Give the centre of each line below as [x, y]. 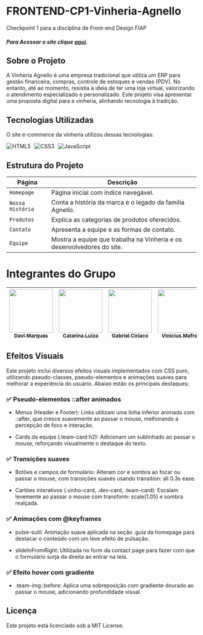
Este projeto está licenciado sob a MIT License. [65, 625]
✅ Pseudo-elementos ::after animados [64, 399]
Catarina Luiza [80, 336]
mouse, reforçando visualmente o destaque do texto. [81, 443]
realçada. [27, 503]
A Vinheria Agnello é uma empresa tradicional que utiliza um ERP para [93, 75]
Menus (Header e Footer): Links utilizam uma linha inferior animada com [105, 412]
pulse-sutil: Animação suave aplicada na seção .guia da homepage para [105, 532]
